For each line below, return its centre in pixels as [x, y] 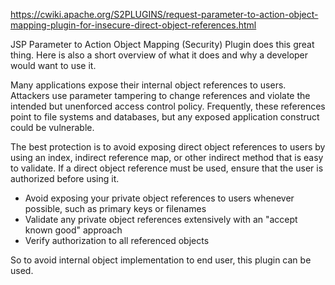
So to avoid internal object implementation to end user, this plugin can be [161, 260]
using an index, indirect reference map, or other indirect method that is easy [167, 157]
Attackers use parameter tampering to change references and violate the [160, 95]
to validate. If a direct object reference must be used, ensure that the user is [167, 168]
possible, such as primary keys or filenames [115, 208]
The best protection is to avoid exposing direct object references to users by [168, 147]
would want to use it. [53, 65]
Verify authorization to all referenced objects [117, 240]
